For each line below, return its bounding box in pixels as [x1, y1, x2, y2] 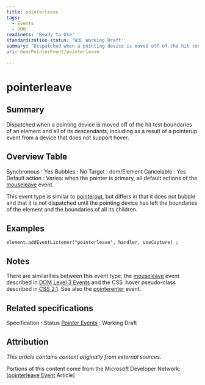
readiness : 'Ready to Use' [6, 32, 75, 38]
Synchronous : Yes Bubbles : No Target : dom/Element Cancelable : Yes [6, 167, 186, 175]
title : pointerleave [6, 9, 59, 15]
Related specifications [6, 303, 93, 313]
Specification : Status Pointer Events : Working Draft [6, 319, 137, 326]
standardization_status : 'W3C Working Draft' [6, 37, 124, 43]
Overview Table [6, 152, 68, 162]
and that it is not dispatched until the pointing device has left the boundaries [6, 199, 198, 207]
